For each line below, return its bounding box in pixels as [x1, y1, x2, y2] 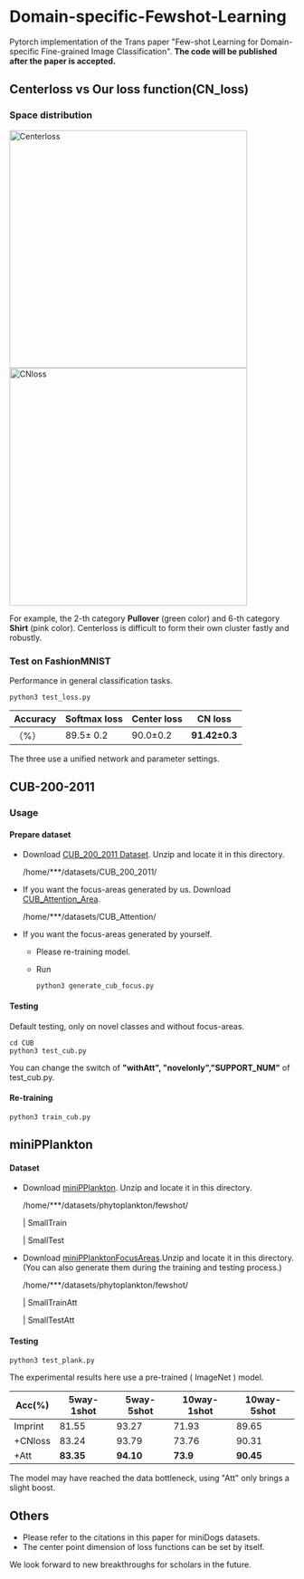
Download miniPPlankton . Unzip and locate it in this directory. [22, 1182, 252, 1193]
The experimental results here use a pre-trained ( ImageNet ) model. [9, 1372, 264, 1383]
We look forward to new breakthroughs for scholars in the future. [9, 1559, 252, 1570]
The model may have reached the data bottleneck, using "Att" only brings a [9, 1472, 290, 1483]
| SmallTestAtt [22, 1315, 75, 1325]
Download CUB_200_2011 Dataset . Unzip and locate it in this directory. [22, 849, 285, 860]
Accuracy [14, 713, 57, 725]
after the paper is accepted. [9, 55, 116, 66]
